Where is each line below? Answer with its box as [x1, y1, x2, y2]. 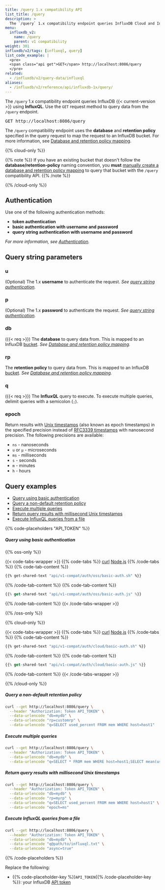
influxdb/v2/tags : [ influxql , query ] [5, 48, 82, 53]
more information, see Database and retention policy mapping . [5, 138, 132, 144]
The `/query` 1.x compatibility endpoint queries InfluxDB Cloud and [9, 21, 155, 26]
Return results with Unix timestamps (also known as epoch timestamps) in [5, 422, 155, 428]
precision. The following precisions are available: [5, 432, 104, 438]
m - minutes [12, 462, 35, 469]
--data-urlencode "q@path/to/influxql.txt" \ [9, 841, 105, 847]
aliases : [5, 80, 23, 85]
